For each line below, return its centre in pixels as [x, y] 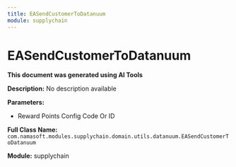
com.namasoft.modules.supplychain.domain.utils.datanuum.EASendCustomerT [118, 137]
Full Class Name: [33, 130]
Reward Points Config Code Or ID [66, 116]
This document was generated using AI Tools [75, 75]
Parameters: [26, 103]
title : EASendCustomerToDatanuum [57, 14]
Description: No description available [62, 88]
